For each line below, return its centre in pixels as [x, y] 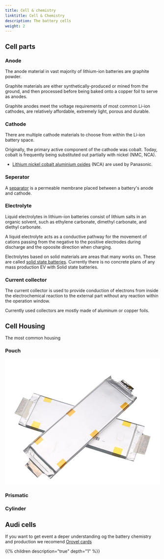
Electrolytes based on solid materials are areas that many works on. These [81, 257]
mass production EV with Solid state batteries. [52, 267]
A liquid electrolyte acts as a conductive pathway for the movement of [76, 236]
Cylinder [15, 509]
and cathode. [18, 193]
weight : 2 [15, 26]
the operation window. [28, 301]
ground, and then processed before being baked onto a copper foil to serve [82, 91]
